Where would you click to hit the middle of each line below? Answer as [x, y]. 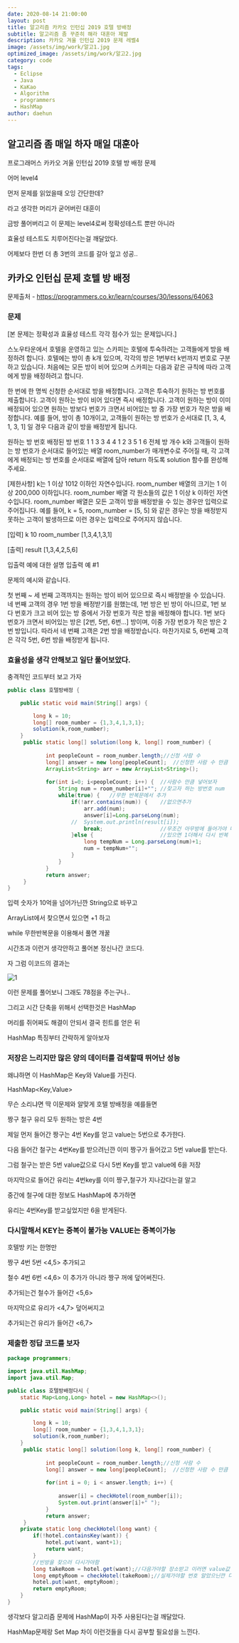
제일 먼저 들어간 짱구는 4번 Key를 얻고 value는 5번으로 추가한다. [97, 1134]
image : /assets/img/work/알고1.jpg [59, 47]
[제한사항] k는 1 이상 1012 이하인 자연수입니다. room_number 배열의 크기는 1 [113, 483]
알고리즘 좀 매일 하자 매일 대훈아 [73, 144]
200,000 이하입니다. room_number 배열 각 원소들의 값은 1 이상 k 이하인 [115, 492]
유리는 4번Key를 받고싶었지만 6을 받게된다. [67, 1210]
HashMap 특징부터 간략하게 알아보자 [59, 1038]
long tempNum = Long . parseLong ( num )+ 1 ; [143, 842]
